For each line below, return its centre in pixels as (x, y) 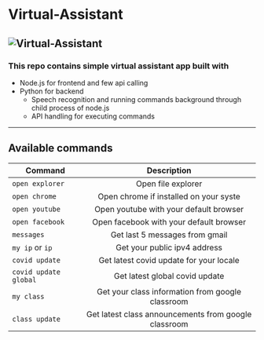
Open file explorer (169, 184)
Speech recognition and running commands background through (136, 99)
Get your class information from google (169, 291)
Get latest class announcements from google (169, 314)
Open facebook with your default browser (169, 221)
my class (28, 296)
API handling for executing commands (93, 116)
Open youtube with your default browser (169, 209)
